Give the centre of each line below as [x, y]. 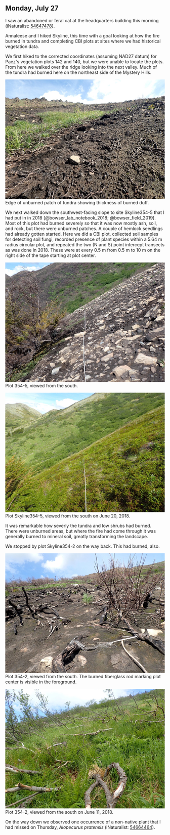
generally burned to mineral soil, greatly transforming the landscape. [77, 536]
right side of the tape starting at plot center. [51, 255]
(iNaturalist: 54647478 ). [30, 26]
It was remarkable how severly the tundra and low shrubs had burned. [78, 525]
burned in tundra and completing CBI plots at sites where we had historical [83, 41]
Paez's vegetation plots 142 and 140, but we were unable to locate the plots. [84, 61]
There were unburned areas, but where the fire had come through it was [80, 531]
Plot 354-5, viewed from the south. [42, 385]
